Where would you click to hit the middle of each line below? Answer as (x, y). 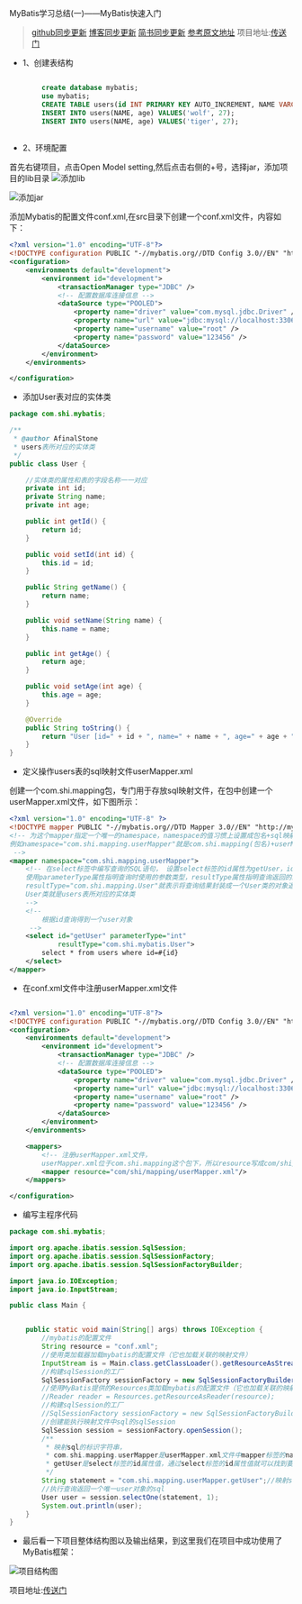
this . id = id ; (68, 563)
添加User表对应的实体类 (67, 397)
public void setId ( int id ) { (80, 554)
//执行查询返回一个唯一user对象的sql (103, 1489)
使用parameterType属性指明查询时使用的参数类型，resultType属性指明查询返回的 (159, 878)
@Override (44, 719)
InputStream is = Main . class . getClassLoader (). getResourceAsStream (170, 1363)
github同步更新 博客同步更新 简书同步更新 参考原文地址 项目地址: (151, 32)
